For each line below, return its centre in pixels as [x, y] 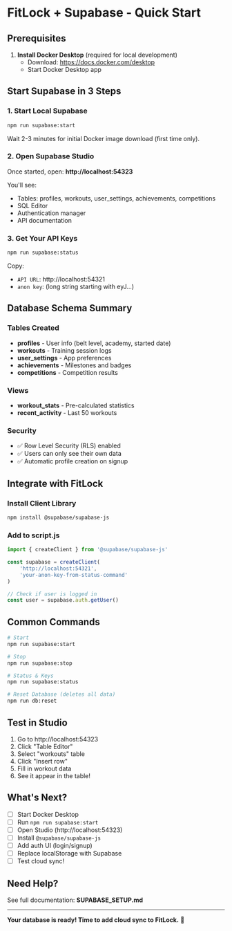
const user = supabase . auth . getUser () [63, 600]
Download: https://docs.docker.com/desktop [91, 62]
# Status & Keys [30, 676]
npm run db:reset [32, 701]
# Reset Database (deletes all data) [61, 694]
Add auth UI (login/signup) [55, 845]
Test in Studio [37, 722]
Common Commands [54, 621]
